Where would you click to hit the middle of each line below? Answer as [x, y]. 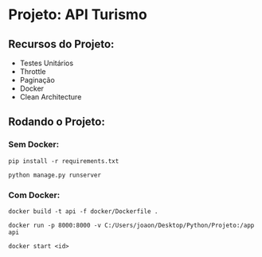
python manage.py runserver [55, 175]
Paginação [37, 80]
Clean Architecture [51, 97]
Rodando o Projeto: [57, 122]
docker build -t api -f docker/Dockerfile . [83, 211]
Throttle [33, 72]
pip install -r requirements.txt [64, 161]
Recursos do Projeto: [61, 44]
